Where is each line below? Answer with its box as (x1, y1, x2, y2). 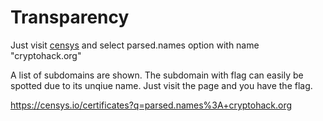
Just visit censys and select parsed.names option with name (10, 39, 260, 51)
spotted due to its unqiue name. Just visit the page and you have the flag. (10, 79, 313, 91)
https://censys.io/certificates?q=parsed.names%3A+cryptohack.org (10, 99, 293, 111)
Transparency (10, 6, 130, 29)
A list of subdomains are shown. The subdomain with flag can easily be (10, 69, 304, 81)
